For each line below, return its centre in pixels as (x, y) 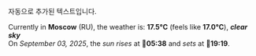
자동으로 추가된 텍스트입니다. (52, 11)
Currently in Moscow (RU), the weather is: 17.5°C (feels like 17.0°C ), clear (128, 27)
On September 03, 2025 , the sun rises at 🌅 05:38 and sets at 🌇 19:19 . (119, 44)
